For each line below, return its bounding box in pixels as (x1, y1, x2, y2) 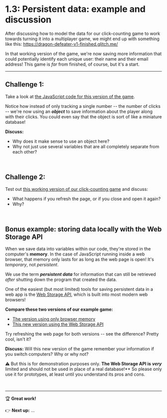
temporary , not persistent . (5, 262, 59, 268)
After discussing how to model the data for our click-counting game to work (5, 30, 161, 36)
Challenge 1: (5, 81, 44, 89)
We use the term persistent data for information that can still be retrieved (5, 271, 156, 277)
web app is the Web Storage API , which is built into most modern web (5, 292, 148, 298)
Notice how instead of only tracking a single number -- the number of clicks (5, 103, 161, 109)
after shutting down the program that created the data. (5, 277, 117, 283)
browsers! (5, 297, 26, 303)
